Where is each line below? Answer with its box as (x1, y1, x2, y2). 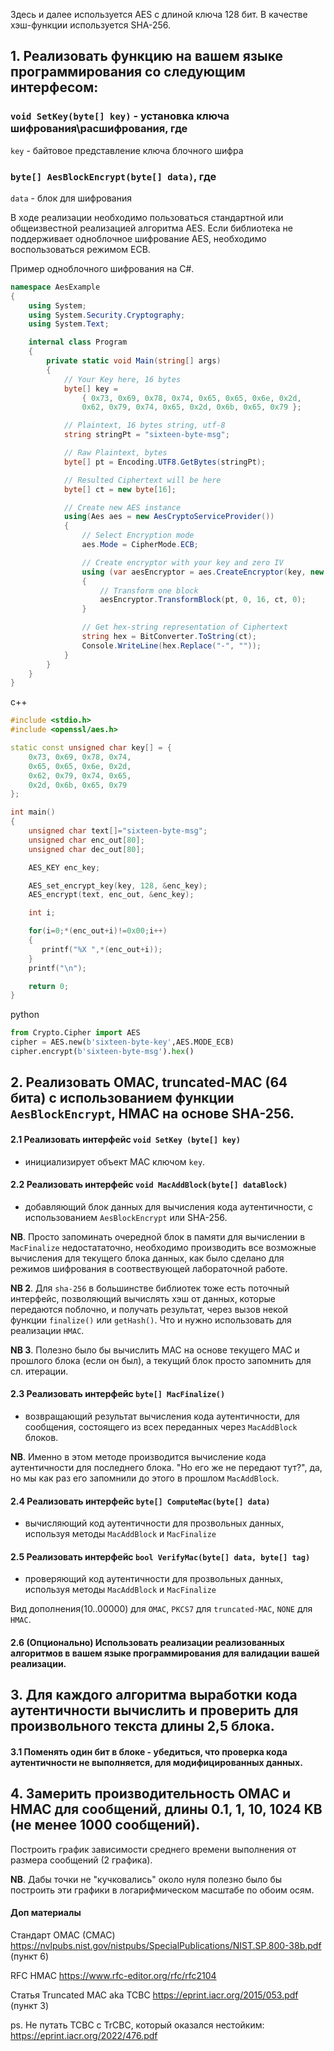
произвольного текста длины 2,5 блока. (10, 1718, 275, 1735)
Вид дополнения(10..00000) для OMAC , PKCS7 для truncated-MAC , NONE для (10, 1603, 313, 1615)
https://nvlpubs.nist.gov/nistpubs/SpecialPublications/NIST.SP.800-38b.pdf (10, 1939, 322, 1951)
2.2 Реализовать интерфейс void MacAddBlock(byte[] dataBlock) (10, 1179, 288, 1191)
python (10, 1009, 40, 1021)
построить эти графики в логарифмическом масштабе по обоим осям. (10, 1884, 315, 1896)
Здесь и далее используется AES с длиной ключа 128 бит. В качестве (10, 9, 308, 20)
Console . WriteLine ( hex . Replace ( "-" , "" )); (81, 640, 262, 651)
